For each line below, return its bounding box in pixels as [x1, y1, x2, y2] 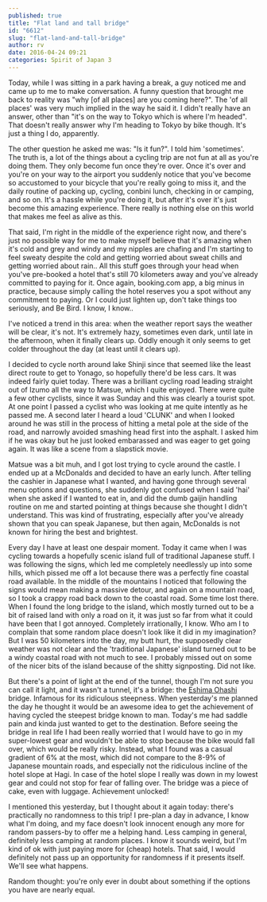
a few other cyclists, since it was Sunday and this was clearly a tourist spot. [8, 393, 256, 403]
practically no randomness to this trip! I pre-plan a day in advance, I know [8, 810, 250, 820]
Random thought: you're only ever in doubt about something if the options [8, 877, 250, 886]
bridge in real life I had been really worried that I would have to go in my [8, 727, 243, 736]
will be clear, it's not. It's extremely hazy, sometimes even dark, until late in [8, 327, 253, 337]
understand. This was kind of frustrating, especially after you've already [8, 510, 244, 520]
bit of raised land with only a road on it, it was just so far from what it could [8, 610, 253, 619]
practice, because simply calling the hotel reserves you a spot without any [8, 286, 252, 295]
